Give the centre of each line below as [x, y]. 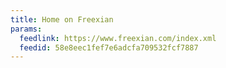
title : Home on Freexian [62, 19]
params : [26, 29]
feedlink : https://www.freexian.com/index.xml [118, 38]
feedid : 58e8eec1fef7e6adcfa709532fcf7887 [109, 47]
